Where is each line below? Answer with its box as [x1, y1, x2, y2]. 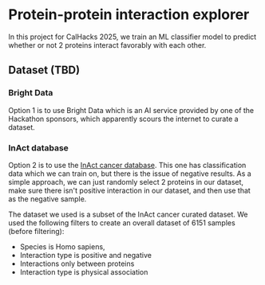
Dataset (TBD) [8, 64, 81, 77]
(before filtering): [8, 226, 65, 236]
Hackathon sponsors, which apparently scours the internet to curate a [8, 114, 239, 123]
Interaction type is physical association [19, 267, 148, 276]
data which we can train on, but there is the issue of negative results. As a [8, 169, 251, 178]
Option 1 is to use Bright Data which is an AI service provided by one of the [8, 105, 255, 115]
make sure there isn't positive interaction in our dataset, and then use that [8, 185, 251, 195]
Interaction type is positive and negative [19, 250, 152, 260]
